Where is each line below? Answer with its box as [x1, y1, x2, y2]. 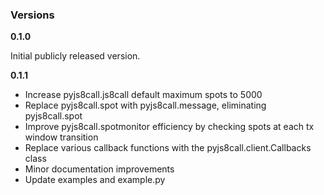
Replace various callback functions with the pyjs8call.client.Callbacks [24, 142, 312, 154]
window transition [24, 131, 99, 143]
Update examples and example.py [24, 174, 166, 186]
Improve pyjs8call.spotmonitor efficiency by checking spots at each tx [24, 121, 315, 133]
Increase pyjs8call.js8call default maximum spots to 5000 [24, 89, 263, 101]
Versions [10, 8, 55, 22]
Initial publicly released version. [10, 50, 141, 62]
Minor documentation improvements [24, 163, 175, 175]
